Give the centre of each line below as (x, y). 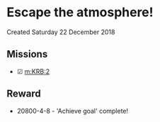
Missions (27, 54)
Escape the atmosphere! (80, 12)
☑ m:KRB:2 (33, 71)
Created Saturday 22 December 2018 (61, 32)
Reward (24, 94)
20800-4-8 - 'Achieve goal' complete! (73, 111)
